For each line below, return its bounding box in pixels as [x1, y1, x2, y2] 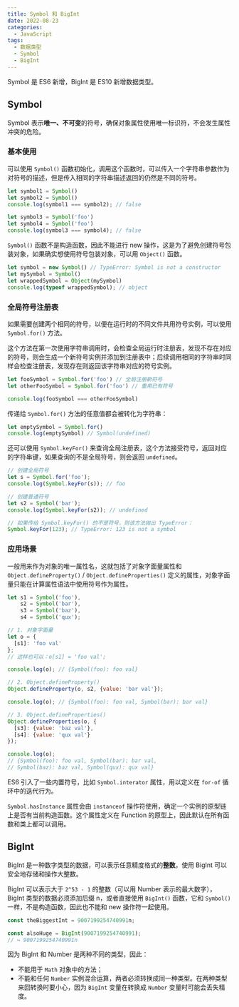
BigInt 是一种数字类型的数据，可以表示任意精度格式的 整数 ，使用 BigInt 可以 [7, 861, 228, 869]
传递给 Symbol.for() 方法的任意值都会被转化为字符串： [7, 409, 168, 418]
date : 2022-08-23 [7, 17, 59, 24]
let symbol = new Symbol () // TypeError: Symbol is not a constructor [7, 264, 221, 271]
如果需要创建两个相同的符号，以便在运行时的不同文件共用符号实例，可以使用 [7, 319, 232, 328]
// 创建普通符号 [7, 493, 49, 500]
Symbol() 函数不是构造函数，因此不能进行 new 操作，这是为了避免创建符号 [7, 241, 225, 250]
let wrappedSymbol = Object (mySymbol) [7, 277, 122, 284]
